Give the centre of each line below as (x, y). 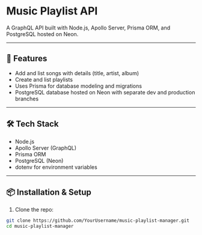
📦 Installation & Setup (49, 192)
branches (27, 99)
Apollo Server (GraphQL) (46, 148)
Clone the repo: (34, 210)
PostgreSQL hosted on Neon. (42, 34)
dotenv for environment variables (56, 167)
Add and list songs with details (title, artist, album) (77, 73)
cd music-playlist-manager (40, 227)
